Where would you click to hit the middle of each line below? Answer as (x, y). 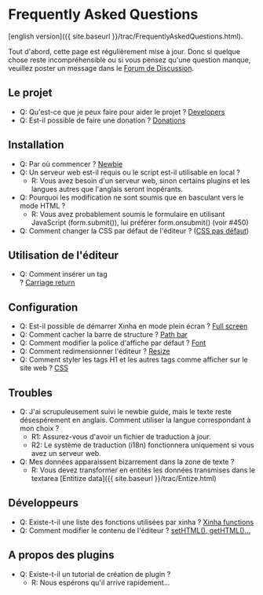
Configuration (43, 307)
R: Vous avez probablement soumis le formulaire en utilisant (128, 214)
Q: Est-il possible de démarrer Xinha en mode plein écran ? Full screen (133, 326)
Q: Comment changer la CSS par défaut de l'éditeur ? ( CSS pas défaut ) (134, 230)
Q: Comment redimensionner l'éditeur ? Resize (95, 351)
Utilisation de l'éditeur (64, 255)
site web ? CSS (44, 368)
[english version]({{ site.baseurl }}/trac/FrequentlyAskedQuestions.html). (126, 36)
